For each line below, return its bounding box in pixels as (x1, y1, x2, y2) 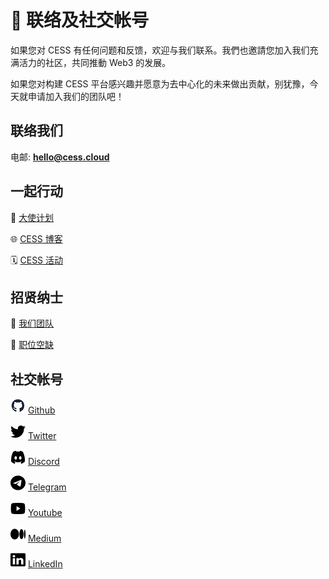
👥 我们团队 (10, 317, 55, 330)
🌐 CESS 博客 (10, 232, 63, 245)
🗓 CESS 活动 (10, 254, 64, 266)
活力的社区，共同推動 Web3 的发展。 (18, 56, 172, 68)
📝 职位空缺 (10, 339, 55, 351)
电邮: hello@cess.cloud (10, 151, 110, 163)
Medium (27, 532, 62, 545)
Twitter (27, 430, 57, 442)
